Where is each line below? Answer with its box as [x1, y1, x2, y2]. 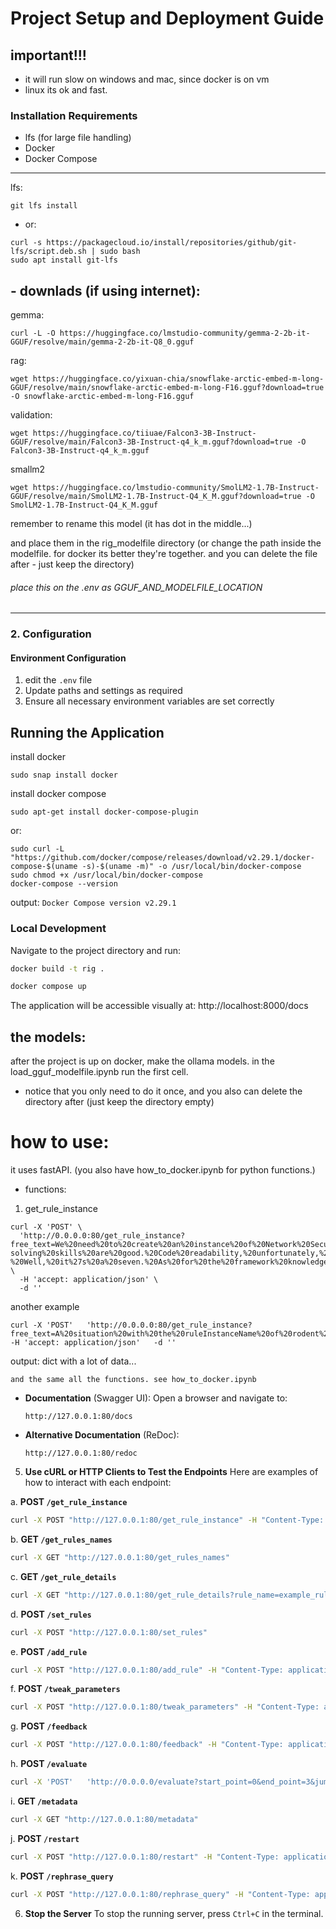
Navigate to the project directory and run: [10, 944, 182, 956]
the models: [10, 1028, 87, 1046]
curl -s [10, 238, 43, 248]
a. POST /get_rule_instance [10, 1496, 128, 1508]
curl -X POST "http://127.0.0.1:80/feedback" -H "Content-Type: [10, 1740, 284, 1750]
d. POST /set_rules [10, 1608, 92, 1620]
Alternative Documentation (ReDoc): [24, 1429, 180, 1441]
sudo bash [99, 247, 141, 257]
